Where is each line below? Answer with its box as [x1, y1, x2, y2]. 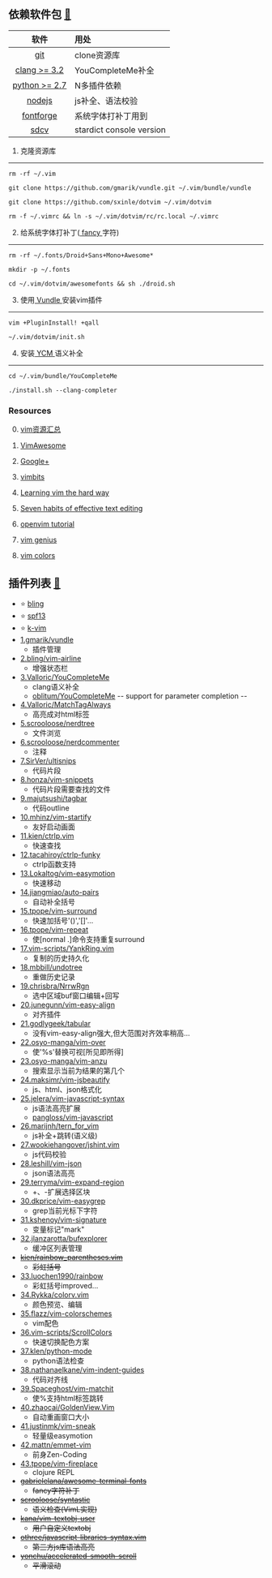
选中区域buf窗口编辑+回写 [32, 991, 120, 1000]
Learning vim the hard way [19, 488, 109, 497]
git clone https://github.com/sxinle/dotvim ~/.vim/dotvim [8, 198, 212, 206]
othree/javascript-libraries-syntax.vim [19, 1532, 147, 1541]
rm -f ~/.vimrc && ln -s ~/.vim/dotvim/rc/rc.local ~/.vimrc [8, 212, 219, 221]
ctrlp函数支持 [32, 859, 77, 869]
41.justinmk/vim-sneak [19, 1421, 96, 1430]
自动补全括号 [32, 896, 75, 906]
